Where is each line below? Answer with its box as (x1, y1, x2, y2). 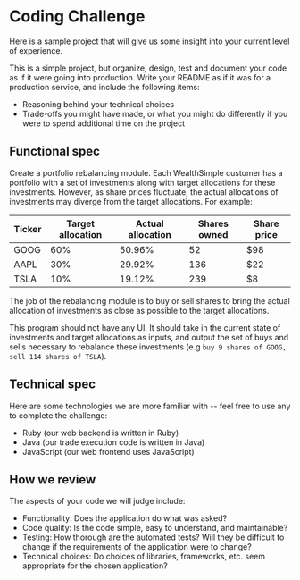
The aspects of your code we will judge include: (9, 496, 186, 507)
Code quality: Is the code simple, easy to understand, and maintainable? (21, 523, 288, 534)
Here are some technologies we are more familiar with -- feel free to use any (9, 400, 291, 411)
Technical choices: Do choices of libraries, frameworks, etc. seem (21, 551, 266, 562)
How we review (9, 472, 96, 487)
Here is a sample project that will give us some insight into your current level (9, 36, 290, 46)
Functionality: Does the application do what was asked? (21, 513, 228, 524)
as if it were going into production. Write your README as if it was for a (9, 71, 271, 82)
